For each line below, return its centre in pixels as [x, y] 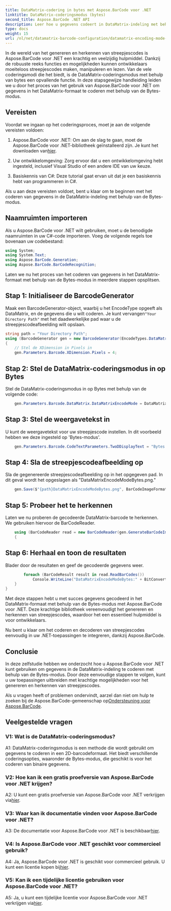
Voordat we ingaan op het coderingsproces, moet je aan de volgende [78, 124]
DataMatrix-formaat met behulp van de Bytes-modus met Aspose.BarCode [84, 604]
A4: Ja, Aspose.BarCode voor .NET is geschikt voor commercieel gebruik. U [85, 862]
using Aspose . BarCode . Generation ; [42, 260]
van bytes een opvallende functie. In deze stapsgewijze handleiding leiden [83, 80]
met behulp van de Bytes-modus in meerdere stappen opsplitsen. [91, 280]
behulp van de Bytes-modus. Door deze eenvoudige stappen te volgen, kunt [85, 674]
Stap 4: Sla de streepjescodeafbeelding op [74, 462]
